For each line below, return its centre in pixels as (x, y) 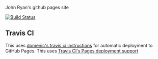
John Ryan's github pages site (37, 7)
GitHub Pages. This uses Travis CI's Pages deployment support (72, 51)
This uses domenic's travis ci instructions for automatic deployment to (79, 45)
